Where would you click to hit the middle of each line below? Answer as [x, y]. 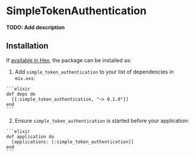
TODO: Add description [36, 27]
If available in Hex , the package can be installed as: [69, 60]
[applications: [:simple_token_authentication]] [73, 142]
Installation [27, 46]
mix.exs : [25, 78]
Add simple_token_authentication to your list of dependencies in [94, 72]
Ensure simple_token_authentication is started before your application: [102, 120]
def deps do [21, 94]
